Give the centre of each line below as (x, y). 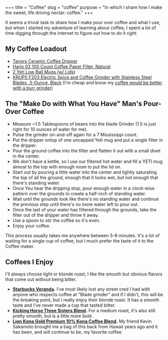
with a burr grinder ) (33, 88)
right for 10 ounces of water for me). (50, 129)
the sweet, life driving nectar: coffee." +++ (49, 13)
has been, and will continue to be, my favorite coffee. (68, 332)
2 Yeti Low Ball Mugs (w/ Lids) (44, 72)
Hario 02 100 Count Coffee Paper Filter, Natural (61, 66)
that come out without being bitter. (41, 279)
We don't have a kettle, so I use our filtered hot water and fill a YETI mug (87, 161)
